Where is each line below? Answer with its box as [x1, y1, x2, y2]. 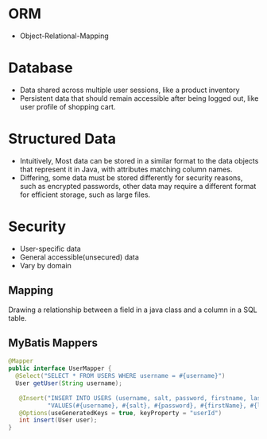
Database [8, 59, 73, 77]
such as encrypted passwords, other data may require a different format [19, 181, 257, 191]
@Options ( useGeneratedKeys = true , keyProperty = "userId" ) [18, 409, 222, 417]
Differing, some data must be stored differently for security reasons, [19, 172, 243, 183]
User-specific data [19, 244, 81, 253]
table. [8, 313, 27, 322]
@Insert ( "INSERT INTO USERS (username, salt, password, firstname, [18, 394, 247, 402]
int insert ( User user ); [18, 416, 98, 425]
